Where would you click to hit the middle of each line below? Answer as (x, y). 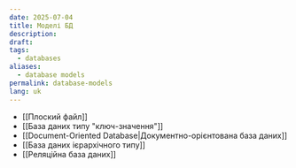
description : (33, 34)
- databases (39, 58)
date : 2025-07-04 (41, 17)
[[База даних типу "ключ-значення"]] (93, 126)
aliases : (25, 67)
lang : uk (25, 91)
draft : (21, 42)
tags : (19, 50)
